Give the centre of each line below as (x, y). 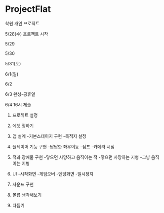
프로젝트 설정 (25, 115)
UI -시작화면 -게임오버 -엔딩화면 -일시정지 (53, 173)
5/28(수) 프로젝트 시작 (27, 34)
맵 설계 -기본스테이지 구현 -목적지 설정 (49, 136)
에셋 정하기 (23, 126)
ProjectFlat (28, 9)
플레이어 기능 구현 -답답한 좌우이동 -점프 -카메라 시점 (63, 146)
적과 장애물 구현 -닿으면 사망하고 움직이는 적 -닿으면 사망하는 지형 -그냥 (81, 157)
